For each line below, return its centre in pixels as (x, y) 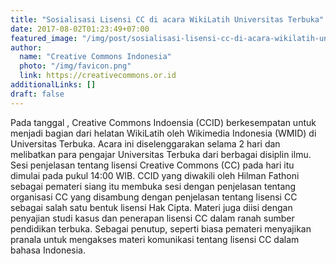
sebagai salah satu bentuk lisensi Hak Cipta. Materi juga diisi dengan (151, 207)
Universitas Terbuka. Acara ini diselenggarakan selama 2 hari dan (145, 143)
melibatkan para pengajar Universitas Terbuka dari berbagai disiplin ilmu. (161, 154)
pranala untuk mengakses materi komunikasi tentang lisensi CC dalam (155, 239)
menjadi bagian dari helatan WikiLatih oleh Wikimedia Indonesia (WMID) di (163, 133)
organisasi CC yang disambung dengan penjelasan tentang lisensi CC (154, 197)
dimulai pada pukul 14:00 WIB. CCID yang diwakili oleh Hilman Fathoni (155, 175)
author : (26, 47)
